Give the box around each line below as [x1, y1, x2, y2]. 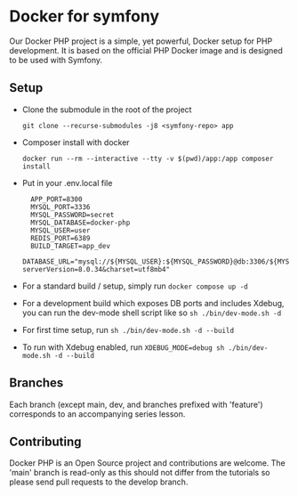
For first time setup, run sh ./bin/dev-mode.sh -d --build [21, 324, 234, 335]
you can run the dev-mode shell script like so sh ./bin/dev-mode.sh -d [21, 307, 282, 318]
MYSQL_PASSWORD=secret [30, 210, 115, 219]
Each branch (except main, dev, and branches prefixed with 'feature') [9, 399, 264, 410]
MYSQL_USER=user [30, 225, 91, 235]
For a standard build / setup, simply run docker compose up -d [21, 281, 248, 291]
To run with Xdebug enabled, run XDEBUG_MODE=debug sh [21, 341, 225, 353]
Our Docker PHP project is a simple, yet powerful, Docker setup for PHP [9, 36, 273, 46]
